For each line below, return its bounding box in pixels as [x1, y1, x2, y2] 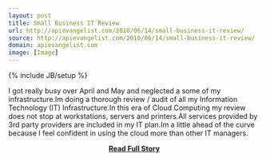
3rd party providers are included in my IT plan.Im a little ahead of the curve [8, 120, 256, 129]
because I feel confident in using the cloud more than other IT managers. [8, 128, 249, 138]
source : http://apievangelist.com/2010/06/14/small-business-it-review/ [8, 33, 256, 42]
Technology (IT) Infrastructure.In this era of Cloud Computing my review [8, 103, 246, 112]
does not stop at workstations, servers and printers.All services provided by [8, 112, 258, 120]
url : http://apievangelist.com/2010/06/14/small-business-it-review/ [8, 26, 245, 34]
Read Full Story [108, 144, 161, 153]
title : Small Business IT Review [8, 19, 120, 27]
